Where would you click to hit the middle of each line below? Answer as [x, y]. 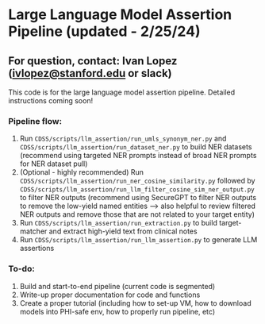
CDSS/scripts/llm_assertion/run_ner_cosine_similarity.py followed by [137, 181]
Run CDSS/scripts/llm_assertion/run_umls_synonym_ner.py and [123, 139]
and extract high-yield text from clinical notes [123, 231]
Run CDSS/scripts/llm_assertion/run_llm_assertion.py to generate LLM [138, 240]
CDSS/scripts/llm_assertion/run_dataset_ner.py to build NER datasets [136, 147]
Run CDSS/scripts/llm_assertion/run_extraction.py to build [119, 223]
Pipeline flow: [35, 121]
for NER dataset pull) [54, 164]
